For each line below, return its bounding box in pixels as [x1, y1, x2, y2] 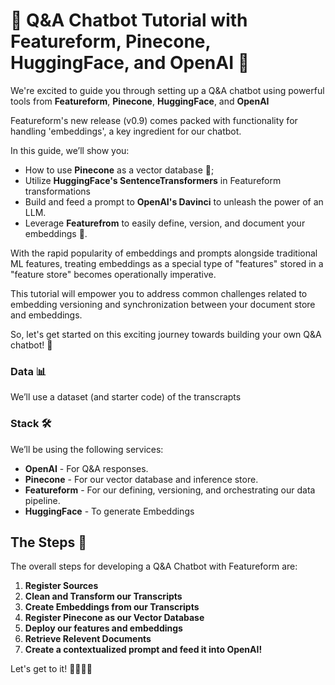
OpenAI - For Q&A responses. [24, 462, 149, 474]
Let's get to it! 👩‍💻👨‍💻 [10, 663, 93, 675]
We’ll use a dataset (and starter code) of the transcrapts [10, 391, 242, 403]
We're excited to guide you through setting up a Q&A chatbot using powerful [10, 84, 325, 96]
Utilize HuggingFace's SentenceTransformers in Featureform [24, 174, 282, 186]
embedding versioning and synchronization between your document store [10, 298, 316, 310]
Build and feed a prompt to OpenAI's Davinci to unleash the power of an [24, 195, 324, 208]
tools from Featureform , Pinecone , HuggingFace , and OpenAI [10, 95, 270, 107]
